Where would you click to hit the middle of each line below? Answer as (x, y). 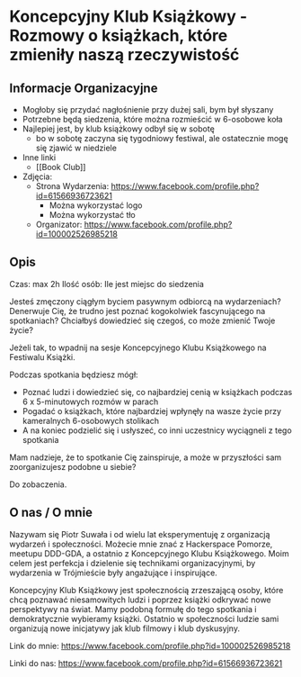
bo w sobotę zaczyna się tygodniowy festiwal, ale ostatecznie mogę (162, 138)
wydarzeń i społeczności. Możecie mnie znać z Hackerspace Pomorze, (141, 544)
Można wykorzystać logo (96, 205)
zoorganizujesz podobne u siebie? (73, 466)
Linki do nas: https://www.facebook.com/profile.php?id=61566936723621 (146, 663)
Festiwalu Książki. (43, 357)
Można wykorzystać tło (93, 215)
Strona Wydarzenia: (72, 186)
